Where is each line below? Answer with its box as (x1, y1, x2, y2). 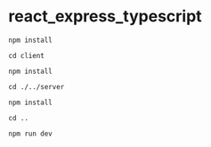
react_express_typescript (8, 6, 202, 27)
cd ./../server (8, 82, 65, 91)
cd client (8, 51, 45, 60)
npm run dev (8, 129, 53, 138)
